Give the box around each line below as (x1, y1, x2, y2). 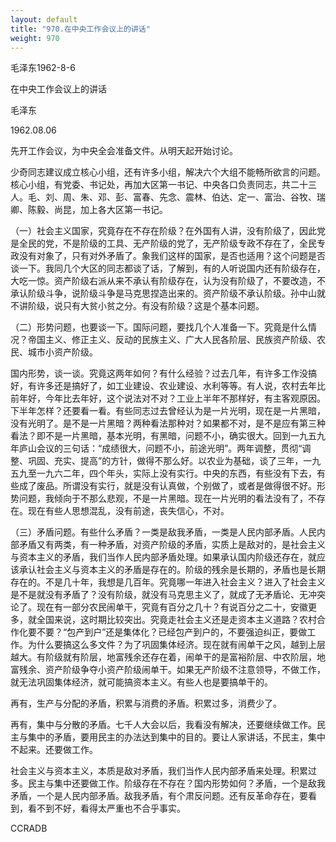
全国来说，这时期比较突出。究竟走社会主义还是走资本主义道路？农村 (36, 614, 317, 626)
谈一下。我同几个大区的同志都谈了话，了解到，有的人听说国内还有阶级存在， (10, 262, 326, 275)
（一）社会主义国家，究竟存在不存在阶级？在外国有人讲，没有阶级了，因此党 (10, 225, 326, 237)
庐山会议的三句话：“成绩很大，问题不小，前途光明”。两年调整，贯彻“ (18, 442, 303, 455)
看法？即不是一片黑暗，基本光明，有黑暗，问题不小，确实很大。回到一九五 (10, 430, 317, 442)
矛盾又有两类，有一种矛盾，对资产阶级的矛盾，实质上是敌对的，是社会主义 (18, 539, 326, 551)
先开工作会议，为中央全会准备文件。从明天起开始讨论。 (10, 145, 238, 157)
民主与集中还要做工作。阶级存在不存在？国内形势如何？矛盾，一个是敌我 (27, 777, 326, 790)
